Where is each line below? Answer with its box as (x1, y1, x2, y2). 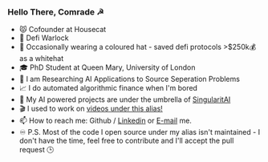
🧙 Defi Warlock (18, 33, 69, 43)
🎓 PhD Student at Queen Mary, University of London (18, 63, 196, 72)
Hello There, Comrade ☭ (7, 6, 105, 18)
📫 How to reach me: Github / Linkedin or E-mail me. (18, 115, 192, 126)
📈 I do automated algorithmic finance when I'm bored (18, 83, 198, 93)
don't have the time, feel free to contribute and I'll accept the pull (18, 136, 234, 146)
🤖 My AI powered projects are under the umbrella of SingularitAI (18, 95, 231, 104)
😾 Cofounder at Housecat (18, 25, 107, 34)
